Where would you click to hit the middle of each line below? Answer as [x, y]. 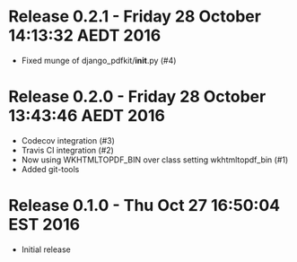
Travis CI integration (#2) [67, 150]
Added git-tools [50, 169]
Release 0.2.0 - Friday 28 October [137, 97]
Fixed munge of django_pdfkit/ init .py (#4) [99, 60]
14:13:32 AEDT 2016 [85, 35]
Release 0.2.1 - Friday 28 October [135, 17]
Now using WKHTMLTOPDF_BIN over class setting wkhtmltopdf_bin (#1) [155, 160]
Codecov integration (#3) [68, 140]
